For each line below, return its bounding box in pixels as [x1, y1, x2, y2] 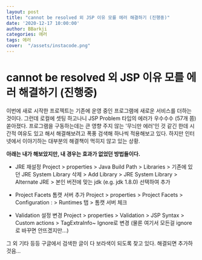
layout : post [6, 8, 39, 15]
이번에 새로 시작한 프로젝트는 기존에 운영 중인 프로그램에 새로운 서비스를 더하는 [6, 107, 192, 114]
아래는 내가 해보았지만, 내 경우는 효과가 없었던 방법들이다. [6, 150, 141, 158]
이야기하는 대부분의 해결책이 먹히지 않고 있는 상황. [22, 137, 140, 144]
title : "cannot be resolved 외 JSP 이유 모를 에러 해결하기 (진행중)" [6, 15, 171, 21]
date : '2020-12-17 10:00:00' [6, 20, 80, 26]
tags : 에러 [6, 37, 31, 43]
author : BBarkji [6, 25, 47, 32]
